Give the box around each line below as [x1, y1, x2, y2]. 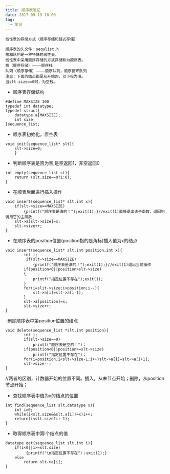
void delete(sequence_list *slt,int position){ [5, 328, 109, 333]
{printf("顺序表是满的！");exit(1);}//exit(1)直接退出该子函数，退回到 [24, 209, 165, 214]
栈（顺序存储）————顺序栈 [5, 63, 53, 68]
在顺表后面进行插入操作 [12, 189, 62, 195]
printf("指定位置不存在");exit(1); [32, 277, 103, 282]
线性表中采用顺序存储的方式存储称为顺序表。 [5, 57, 86, 63]
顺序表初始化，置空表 [12, 131, 58, 137]
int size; [14, 117, 36, 122]
